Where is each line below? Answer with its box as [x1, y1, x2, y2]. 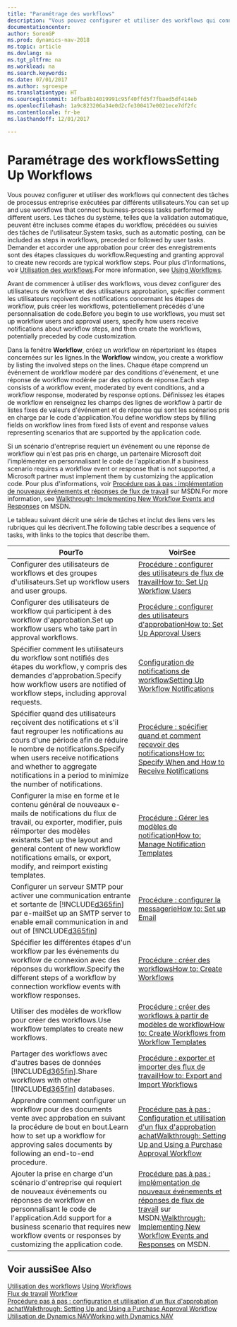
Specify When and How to [138, 757, 225, 767]
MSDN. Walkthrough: [138, 1213, 206, 1222]
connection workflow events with [11, 981, 121, 991]
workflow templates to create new [11, 1024, 123, 1034]
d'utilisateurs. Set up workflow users [11, 577, 130, 586]
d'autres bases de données [11, 1057, 102, 1067]
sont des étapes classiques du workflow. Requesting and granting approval [7, 250, 224, 259]
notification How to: [138, 830, 201, 840]
